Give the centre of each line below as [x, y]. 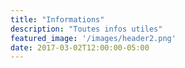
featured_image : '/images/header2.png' [93, 38]
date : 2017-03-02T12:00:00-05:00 [80, 47]
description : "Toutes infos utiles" [86, 29]
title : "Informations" [57, 19]
